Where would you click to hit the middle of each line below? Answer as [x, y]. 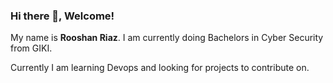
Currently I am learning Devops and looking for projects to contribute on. [160, 68]
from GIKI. [31, 48]
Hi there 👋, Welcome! [62, 16]
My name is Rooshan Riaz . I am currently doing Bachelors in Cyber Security [167, 38]
